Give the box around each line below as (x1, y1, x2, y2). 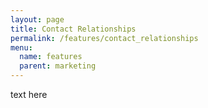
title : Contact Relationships (10, 24, 137, 34)
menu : (10, 42, 33, 53)
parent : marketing (19, 61, 97, 71)
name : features (19, 52, 83, 62)
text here (10, 89, 48, 100)
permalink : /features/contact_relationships (10, 33, 199, 43)
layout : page (10, 14, 65, 25)
